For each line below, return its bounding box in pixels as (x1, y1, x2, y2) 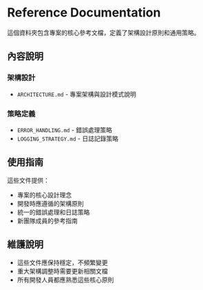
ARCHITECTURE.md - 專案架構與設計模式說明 (17, 90, 136, 98)
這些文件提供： (7, 176, 50, 184)
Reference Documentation (7, 5, 161, 21)
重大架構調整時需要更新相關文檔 (17, 267, 108, 275)
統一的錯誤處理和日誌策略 (17, 208, 90, 216)
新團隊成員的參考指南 (17, 216, 78, 225)
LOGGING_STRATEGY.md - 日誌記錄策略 (17, 134, 119, 143)
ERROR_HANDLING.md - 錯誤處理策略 (17, 125, 112, 134)
